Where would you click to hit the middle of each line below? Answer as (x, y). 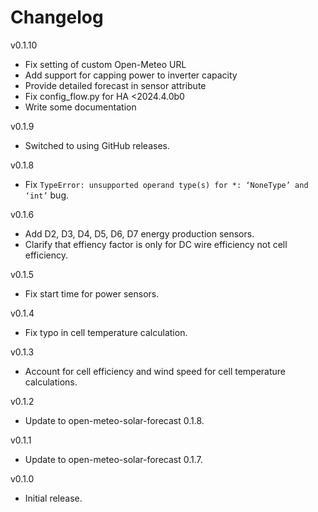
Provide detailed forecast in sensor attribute (115, 85)
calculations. (51, 382)
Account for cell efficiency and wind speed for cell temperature (155, 371)
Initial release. (53, 498)
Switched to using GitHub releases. (97, 145)
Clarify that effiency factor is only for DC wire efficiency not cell (156, 244)
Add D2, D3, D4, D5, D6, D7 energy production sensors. (139, 233)
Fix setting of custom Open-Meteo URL (105, 64)
